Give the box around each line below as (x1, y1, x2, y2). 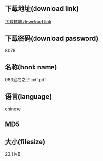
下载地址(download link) (5, 4, 79, 13)
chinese (5, 106, 21, 112)
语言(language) (5, 92, 52, 101)
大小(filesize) (5, 138, 45, 146)
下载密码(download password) (5, 34, 99, 43)
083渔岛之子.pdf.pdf (5, 77, 46, 83)
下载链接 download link (5, 19, 51, 24)
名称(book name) (5, 63, 57, 71)
